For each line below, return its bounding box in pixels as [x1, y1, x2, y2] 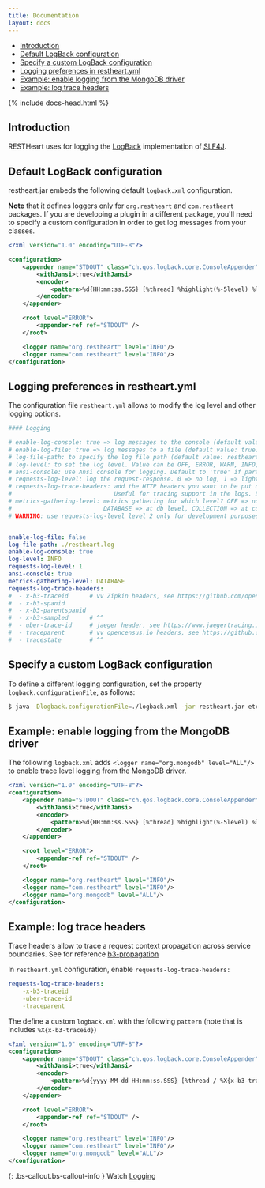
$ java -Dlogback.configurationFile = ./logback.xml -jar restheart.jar [8, 703, 245, 711]
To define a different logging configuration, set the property [8, 679, 203, 688]
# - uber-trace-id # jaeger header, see [8, 621, 160, 629]
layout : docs [8, 19, 51, 27]
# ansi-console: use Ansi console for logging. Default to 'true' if [8, 468, 242, 476]
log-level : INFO [8, 555, 62, 564]
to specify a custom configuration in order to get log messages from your [8, 218, 247, 228]
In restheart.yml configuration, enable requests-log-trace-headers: [8, 965, 231, 975]
